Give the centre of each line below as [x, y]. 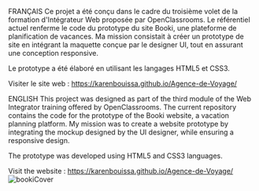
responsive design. [39, 140]
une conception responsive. [54, 53]
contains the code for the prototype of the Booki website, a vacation [119, 116]
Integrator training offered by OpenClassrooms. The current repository [122, 107]
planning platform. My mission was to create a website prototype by [118, 124]
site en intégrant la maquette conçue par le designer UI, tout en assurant [126, 45]
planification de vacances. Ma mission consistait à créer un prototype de [126, 36]
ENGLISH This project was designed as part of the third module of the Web [130, 99]
